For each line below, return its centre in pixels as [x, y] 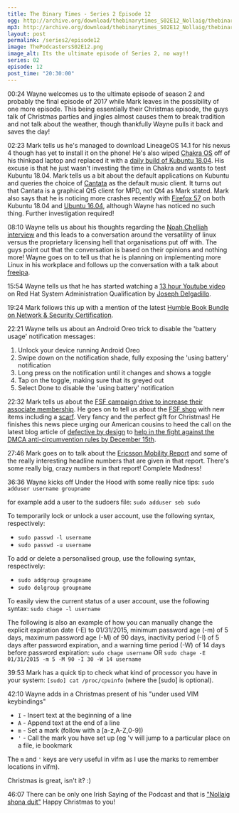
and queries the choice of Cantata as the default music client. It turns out [115, 183]
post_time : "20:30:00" [41, 73]
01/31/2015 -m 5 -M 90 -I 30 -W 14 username [74, 659]
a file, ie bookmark [45, 745]
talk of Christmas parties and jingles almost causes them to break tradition [116, 116]
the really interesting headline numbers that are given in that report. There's [118, 461]
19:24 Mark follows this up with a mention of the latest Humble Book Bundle [118, 307]
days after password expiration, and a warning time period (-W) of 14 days [116, 645]
